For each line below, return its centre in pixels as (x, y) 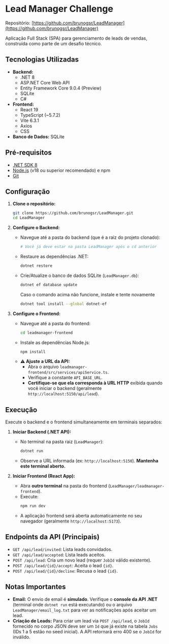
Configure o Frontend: (37, 314)
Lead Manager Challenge (59, 9)
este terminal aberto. (43, 466)
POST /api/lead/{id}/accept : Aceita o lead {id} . (63, 565)
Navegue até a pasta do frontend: (55, 323)
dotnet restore (36, 266)
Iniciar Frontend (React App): (44, 476)
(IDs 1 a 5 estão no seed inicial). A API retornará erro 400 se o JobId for (87, 631)
